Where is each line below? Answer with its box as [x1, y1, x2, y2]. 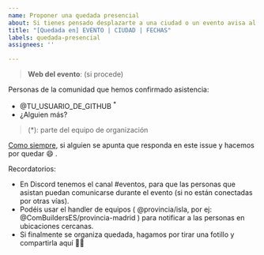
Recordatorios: [8, 163, 57, 174]
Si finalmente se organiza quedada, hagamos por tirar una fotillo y [19, 230, 235, 239]
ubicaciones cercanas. [19, 221, 94, 231]
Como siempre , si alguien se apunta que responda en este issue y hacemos [8, 140, 255, 150]
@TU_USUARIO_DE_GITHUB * [19, 100, 117, 111]
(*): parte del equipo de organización [27, 125, 149, 134]
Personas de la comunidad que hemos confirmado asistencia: [8, 84, 209, 95]
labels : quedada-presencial [8, 33, 101, 42]
